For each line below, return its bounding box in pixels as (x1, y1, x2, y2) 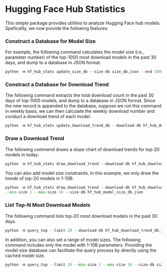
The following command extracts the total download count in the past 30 (5, 92, 154, 98)
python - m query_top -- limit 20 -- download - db (5, 228, 103, 233)
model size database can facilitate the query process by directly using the (5, 248, 157, 254)
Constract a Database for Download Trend (5, 81, 109, 88)
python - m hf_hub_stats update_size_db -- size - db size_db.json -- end (5, 69, 153, 74)
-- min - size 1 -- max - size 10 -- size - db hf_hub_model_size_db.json (5, 190, 143, 195)
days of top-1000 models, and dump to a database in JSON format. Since (5, 98, 156, 104)
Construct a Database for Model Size (5, 37, 96, 44)
